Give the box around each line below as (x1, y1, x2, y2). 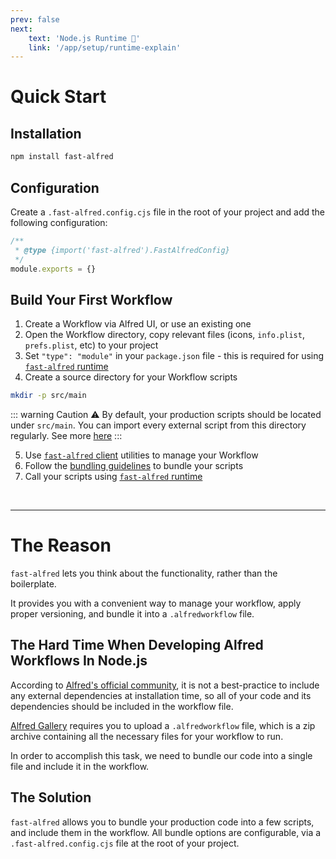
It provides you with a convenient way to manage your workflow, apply (10, 597, 302, 610)
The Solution (10, 789, 92, 806)
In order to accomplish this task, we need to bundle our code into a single (10, 749, 313, 761)
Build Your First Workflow (10, 291, 173, 308)
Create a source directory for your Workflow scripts (24, 371, 238, 383)
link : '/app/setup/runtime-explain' (28, 42, 182, 53)
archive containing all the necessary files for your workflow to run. (10, 730, 284, 742)
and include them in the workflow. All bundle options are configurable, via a (10, 826, 322, 838)
